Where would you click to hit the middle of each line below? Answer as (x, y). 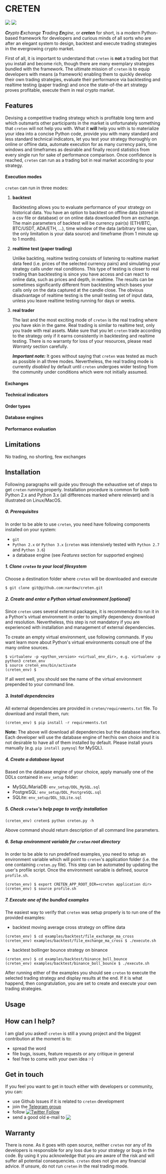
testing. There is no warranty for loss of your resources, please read (82, 341)
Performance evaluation (30, 429)
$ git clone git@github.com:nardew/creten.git (54, 588)
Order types (18, 406)
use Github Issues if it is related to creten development (68, 1101)
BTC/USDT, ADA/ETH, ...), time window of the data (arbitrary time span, (85, 228)
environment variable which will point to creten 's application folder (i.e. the (82, 860)
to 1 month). (25, 239)
